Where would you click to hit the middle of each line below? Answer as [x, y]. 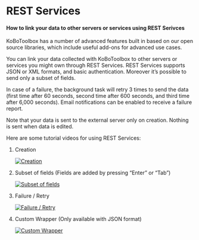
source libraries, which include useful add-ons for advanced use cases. [94, 47]
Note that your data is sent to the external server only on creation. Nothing [97, 120]
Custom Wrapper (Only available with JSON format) [78, 219]
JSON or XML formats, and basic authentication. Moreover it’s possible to [96, 72]
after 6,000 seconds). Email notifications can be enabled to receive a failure [99, 102]
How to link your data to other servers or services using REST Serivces [95, 27]
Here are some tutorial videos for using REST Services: [74, 138]
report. [15, 109]
